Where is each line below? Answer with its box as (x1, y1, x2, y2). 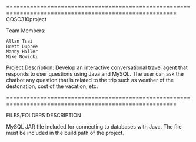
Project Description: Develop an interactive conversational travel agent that (6, 64, 188, 71)
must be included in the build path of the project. (6, 130, 125, 136)
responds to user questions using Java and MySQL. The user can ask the (6, 70, 184, 77)
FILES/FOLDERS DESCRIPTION (6, 112, 81, 119)
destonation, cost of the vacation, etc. (6, 83, 98, 90)
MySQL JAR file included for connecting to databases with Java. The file (6, 123, 182, 130)
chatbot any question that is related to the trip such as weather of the (6, 77, 174, 83)
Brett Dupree (6, 43, 38, 49)
